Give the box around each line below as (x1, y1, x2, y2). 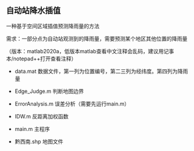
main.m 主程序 (14, 125, 50, 132)
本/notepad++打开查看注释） (6, 55, 77, 62)
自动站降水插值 (6, 5, 61, 16)
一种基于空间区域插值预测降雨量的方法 (6, 23, 99, 30)
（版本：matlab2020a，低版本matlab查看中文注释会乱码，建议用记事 (6, 47, 174, 54)
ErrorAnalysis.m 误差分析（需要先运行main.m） (14, 100, 130, 107)
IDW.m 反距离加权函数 (14, 113, 69, 120)
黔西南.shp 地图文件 (14, 138, 64, 145)
